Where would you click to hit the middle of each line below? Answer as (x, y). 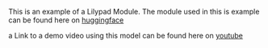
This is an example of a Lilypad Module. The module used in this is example (134, 12)
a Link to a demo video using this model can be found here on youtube (126, 36)
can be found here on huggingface (66, 20)
